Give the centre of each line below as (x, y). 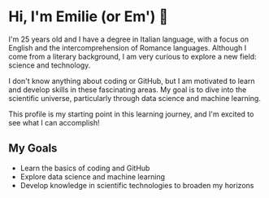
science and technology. (50, 65)
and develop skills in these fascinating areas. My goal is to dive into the (128, 90)
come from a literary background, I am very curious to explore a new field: (132, 56)
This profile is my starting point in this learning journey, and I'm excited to (131, 114)
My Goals (33, 149)
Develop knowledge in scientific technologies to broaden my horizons (137, 185)
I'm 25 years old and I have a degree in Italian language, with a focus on (129, 39)
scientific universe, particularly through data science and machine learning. (135, 98)
